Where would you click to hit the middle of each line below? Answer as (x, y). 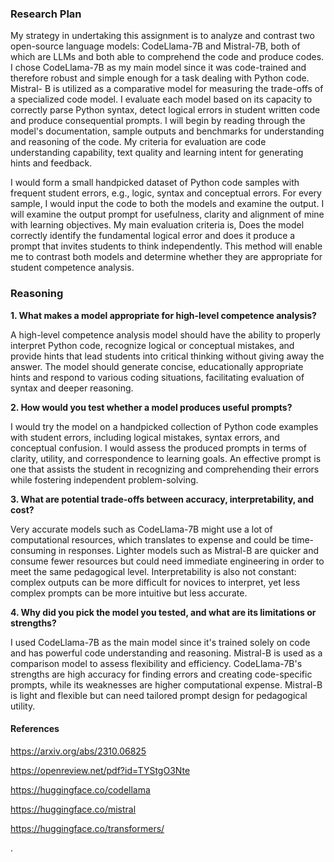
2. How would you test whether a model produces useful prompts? (151, 407)
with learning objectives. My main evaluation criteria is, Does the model (157, 225)
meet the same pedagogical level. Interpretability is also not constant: (153, 571)
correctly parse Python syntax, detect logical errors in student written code (165, 110)
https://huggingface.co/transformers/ (87, 828)
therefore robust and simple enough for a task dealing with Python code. (160, 78)
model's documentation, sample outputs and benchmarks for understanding (167, 131)
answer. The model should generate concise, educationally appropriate (157, 366)
